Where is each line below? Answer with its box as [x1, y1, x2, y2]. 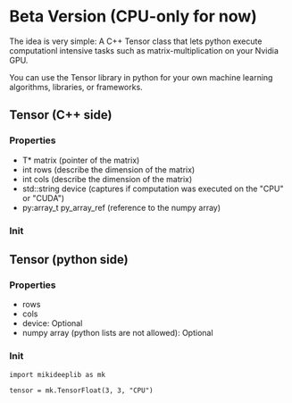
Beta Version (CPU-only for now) [9, 6, 257, 27]
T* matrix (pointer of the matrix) [21, 155, 140, 165]
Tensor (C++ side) [9, 107, 113, 122]
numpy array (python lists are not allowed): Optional [21, 328, 213, 339]
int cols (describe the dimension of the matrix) [21, 173, 193, 184]
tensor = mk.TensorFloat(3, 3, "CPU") [9, 386, 154, 395]
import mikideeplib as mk [9, 370, 105, 379]
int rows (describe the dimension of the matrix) [21, 164, 196, 175]
